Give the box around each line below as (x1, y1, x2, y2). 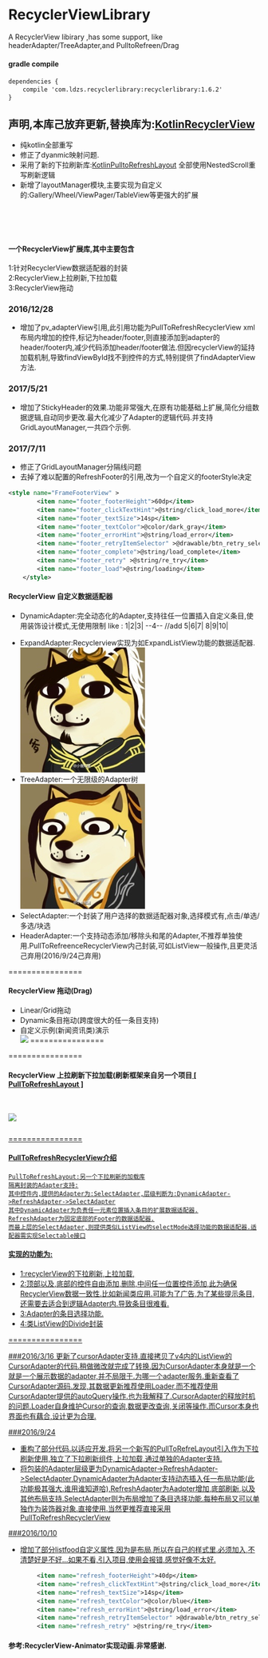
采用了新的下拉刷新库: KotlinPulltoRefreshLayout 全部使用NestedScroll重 (19, 160, 256, 170)
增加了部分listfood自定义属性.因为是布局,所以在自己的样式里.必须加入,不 (19, 1545, 255, 1555)
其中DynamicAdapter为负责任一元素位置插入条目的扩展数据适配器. (8, 1206, 199, 1214)
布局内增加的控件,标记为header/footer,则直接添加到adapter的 (19, 333, 221, 342)
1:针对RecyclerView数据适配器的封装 (8, 263, 128, 273)
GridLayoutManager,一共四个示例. (19, 422, 132, 432)
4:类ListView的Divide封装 (19, 1319, 104, 1328)
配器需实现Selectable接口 (8, 1232, 86, 1240)
